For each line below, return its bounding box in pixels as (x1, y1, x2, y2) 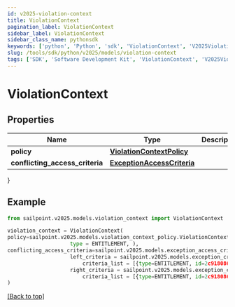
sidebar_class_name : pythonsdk (7, 36, 99, 43)
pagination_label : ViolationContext (7, 23, 114, 30)
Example (7, 196, 46, 208)
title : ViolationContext (7, 17, 80, 24)
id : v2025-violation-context (7, 10, 92, 18)
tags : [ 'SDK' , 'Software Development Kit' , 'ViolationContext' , (7, 56, 199, 63)
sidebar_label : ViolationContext (7, 29, 105, 37)
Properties (7, 114, 55, 126)
